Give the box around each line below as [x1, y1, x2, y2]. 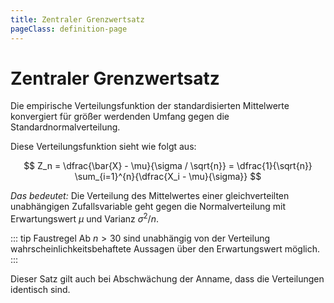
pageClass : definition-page [10, 24, 128, 34]
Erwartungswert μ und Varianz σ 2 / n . [10, 211, 159, 225]
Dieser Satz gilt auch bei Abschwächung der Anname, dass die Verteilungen [10, 273, 325, 285]
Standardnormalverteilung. [10, 121, 121, 133]
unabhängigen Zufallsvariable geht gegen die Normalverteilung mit [10, 201, 287, 213]
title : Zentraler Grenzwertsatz [10, 14, 145, 25]
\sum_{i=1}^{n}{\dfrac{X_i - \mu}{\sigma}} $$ [74, 171, 262, 183]
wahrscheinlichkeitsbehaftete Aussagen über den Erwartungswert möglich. [10, 243, 321, 255]
